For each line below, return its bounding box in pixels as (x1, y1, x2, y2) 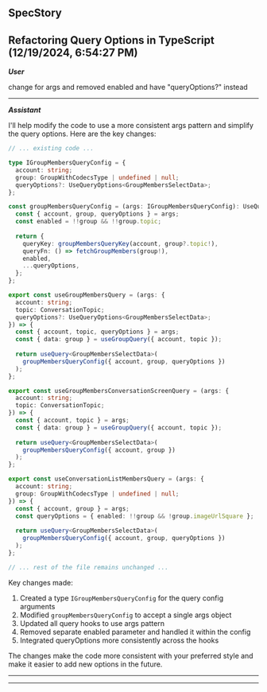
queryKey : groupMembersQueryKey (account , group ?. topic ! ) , (22, 239, 219, 247)
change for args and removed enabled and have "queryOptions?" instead (8, 83, 248, 92)
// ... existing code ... (8, 145, 94, 153)
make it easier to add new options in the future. (8, 659, 163, 669)
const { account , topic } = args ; (15, 417, 130, 425)
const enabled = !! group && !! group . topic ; (15, 218, 161, 226)
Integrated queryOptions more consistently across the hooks (19, 636, 219, 645)
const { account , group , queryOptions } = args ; (15, 210, 180, 218)
